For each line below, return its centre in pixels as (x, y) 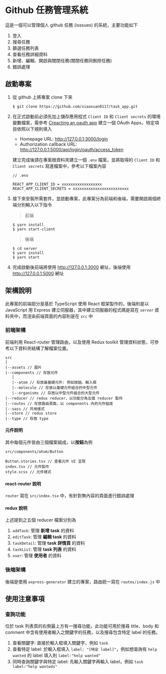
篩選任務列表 (25, 48)
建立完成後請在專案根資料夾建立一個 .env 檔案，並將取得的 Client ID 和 (86, 160)
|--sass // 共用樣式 (25, 409)
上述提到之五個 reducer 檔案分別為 (41, 520)
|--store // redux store (31, 413)
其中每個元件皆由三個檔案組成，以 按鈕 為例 (49, 442)
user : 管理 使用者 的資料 (37, 556)
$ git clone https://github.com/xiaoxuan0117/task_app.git (75, 106)
